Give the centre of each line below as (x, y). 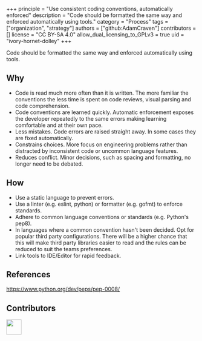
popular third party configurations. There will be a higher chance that (101, 236)
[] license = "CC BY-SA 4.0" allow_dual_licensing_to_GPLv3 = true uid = (95, 35)
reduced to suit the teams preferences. (64, 249)
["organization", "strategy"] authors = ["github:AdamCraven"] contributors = (101, 28)
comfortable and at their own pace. (59, 125)
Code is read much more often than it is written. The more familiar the (102, 93)
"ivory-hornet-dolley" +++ (39, 41)
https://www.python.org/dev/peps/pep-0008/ (63, 289)
